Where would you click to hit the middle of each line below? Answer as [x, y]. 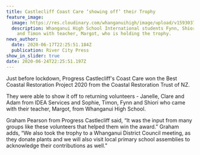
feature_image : [25, 17]
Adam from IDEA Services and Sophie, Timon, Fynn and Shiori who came [96, 102]
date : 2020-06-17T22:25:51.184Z [52, 45]
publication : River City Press [50, 50]
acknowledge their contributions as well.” [57, 145]
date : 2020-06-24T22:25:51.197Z [46, 61]
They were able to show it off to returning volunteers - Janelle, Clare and [95, 96]
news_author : [22, 39]
